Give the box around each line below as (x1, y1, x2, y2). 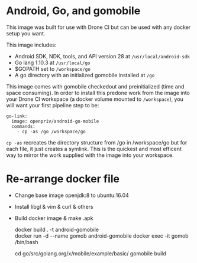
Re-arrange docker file (6, 172, 120, 186)
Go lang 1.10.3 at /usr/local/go (14, 59, 91, 66)
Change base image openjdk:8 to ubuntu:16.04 (14, 192, 129, 199)
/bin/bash (14, 238, 38, 245)
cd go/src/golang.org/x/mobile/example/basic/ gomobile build (14, 249, 167, 257)
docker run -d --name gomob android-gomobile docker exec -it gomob (14, 232, 189, 239)
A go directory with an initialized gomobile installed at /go (14, 71, 155, 78)
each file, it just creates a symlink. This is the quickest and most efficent (6, 145, 182, 152)
